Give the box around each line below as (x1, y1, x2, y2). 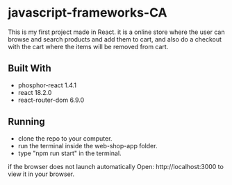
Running (8, 116, 46, 127)
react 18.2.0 (17, 88, 52, 96)
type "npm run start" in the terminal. (17, 149, 122, 157)
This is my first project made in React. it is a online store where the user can (8, 28, 225, 36)
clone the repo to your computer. (17, 134, 113, 143)
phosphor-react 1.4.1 (17, 81, 77, 89)
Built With (8, 62, 51, 74)
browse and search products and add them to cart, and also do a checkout (8, 35, 222, 43)
